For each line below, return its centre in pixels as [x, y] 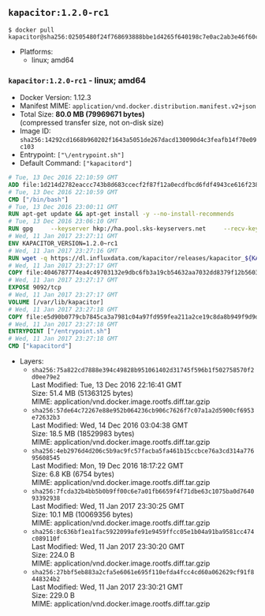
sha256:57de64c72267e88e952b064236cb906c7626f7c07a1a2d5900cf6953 [143, 411]
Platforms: [36, 51]
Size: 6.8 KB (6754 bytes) [73, 474]
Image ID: [35, 131]
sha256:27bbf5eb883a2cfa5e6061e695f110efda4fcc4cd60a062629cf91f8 [143, 573]
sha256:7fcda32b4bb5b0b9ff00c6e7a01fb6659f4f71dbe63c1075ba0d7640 [143, 492]
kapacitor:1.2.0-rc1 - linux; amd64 [77, 80]
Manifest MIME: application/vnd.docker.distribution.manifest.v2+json [138, 106]
